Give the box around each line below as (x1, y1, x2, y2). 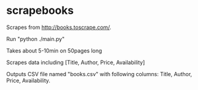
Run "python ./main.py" (6, 35, 65, 42)
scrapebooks (6, 4, 74, 18)
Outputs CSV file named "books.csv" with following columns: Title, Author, (6, 70, 193, 77)
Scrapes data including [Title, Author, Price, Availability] (6, 59, 145, 66)
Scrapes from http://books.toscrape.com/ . (6, 24, 111, 31)
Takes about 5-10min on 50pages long (6, 47, 102, 54)
